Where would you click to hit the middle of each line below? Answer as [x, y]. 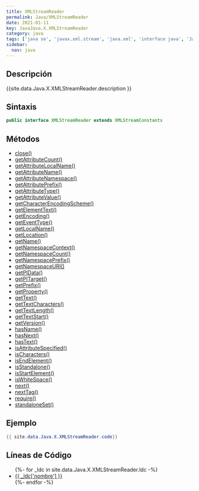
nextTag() [26, 392]
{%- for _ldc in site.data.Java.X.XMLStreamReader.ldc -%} [86, 469]
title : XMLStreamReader [36, 12]
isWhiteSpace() [33, 380]
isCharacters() [32, 354]
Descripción [29, 74]
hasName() [28, 330]
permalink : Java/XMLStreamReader [47, 17]
